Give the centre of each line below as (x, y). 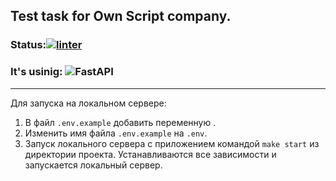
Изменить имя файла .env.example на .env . (116, 133)
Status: (28, 45)
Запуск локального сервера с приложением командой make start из (172, 143)
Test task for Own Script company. (121, 16)
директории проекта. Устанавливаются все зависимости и (150, 154)
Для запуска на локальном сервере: (88, 103)
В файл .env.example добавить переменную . (120, 122)
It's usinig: (36, 72)
